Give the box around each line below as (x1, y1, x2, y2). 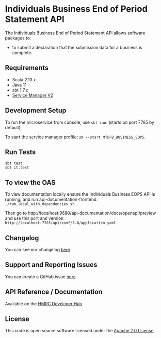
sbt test (5, 161, 23, 166)
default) (5, 124, 21, 130)
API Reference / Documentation (5, 288, 103, 296)
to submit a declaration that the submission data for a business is (12, 44, 142, 50)
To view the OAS (5, 178, 56, 187)
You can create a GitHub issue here (5, 274, 76, 280)
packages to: (5, 35, 32, 41)
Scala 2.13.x (12, 76, 36, 82)
